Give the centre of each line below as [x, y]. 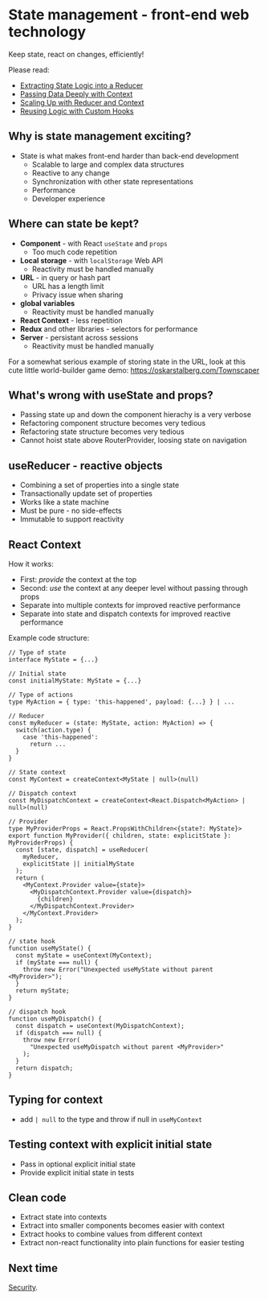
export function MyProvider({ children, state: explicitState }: [120, 836]
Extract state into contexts [63, 1217]
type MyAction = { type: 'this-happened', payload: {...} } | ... [122, 702]
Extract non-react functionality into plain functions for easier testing [132, 1243]
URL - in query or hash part [65, 277]
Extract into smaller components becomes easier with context [122, 1226]
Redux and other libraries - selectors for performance [109, 328]
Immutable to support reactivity [72, 519]
